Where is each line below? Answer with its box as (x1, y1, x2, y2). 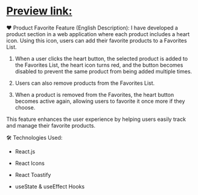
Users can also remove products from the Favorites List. (14, 79, 155, 87)
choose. (14, 104, 36, 111)
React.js (14, 147, 36, 155)
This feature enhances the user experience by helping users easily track (6, 116, 186, 123)
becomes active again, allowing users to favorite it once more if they (14, 97, 185, 105)
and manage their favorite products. (6, 122, 95, 129)
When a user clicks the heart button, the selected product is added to (14, 55, 188, 62)
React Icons (14, 159, 45, 167)
